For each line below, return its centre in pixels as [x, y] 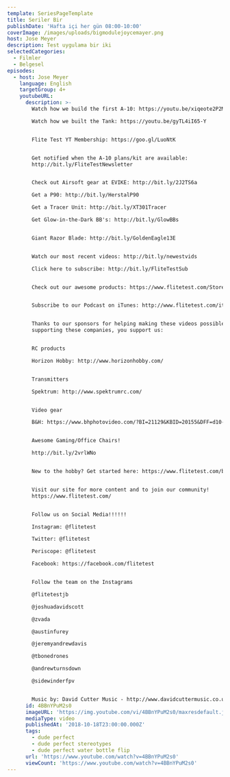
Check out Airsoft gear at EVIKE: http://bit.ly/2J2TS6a [114, 183]
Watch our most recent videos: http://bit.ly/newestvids [114, 256]
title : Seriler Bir [35, 20]
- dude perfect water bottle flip [81, 750]
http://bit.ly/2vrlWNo [64, 453]
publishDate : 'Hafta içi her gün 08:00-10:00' [75, 26]
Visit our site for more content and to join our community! [121, 489]
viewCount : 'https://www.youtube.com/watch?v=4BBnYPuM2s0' [111, 763]
